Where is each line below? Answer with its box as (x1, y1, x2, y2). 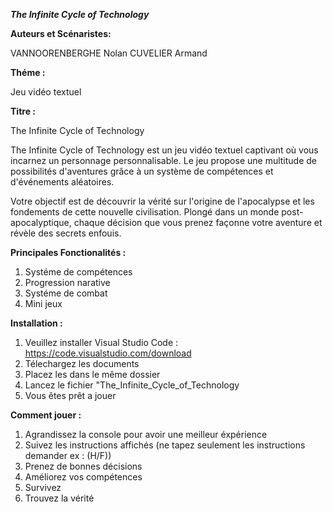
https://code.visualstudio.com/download (24, 347, 192, 359)
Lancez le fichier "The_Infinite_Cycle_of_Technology (24, 379, 240, 391)
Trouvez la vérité (24, 492, 95, 504)
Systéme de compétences (24, 266, 133, 278)
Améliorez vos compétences (24, 471, 143, 483)
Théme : (10, 67, 46, 78)
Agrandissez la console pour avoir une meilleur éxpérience (24, 429, 268, 440)
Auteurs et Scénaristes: (10, 28, 112, 39)
